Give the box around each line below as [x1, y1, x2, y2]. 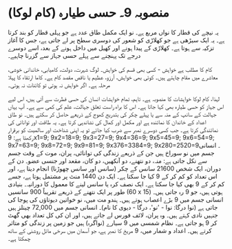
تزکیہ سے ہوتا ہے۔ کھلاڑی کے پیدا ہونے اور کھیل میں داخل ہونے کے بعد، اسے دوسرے [8, 43, 215, 52]
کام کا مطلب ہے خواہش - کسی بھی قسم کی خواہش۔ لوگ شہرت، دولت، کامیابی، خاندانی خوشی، [8, 65, 213, 73]
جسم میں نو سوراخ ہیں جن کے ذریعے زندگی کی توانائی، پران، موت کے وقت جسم [8, 148, 215, 157]
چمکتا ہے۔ [8, 234, 31, 242]
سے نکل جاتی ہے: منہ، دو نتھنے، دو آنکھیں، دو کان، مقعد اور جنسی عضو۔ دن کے [8, 157, 208, 165]
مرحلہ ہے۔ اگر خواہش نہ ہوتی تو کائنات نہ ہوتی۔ [8, 81, 111, 89]
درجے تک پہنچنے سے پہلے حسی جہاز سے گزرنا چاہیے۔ [8, 51, 141, 59]
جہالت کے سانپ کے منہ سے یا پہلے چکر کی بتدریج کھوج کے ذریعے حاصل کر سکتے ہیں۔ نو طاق [8, 110, 217, 118]
